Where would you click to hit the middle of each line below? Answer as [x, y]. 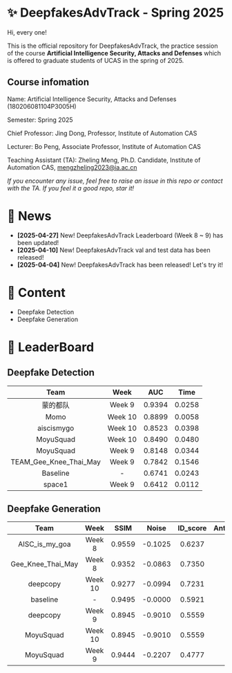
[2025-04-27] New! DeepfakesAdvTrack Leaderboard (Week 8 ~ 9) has [120, 235]
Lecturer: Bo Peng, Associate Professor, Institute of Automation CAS [104, 146]
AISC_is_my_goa [45, 544]
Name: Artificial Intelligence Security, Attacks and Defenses [92, 99]
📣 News [29, 216]
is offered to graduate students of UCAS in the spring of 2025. [96, 60]
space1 [56, 484]
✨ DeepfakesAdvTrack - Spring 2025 [116, 13]
